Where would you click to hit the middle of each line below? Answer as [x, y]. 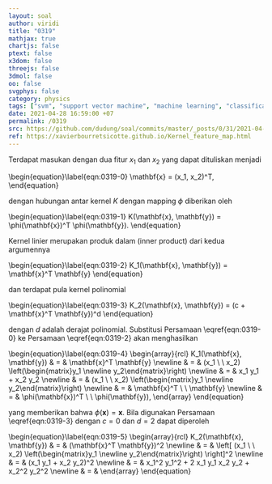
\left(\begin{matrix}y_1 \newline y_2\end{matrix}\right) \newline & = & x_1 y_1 [134, 371]
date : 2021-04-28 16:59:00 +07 [61, 114]
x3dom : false [30, 62]
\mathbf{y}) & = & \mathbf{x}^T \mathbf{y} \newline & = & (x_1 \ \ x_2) [125, 363]
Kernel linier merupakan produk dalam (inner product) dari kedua [117, 241]
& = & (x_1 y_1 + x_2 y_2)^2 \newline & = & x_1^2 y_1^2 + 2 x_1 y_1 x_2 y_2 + [129, 463]
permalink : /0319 [38, 121]
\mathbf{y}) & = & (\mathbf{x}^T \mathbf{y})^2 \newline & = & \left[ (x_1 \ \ [132, 445]
